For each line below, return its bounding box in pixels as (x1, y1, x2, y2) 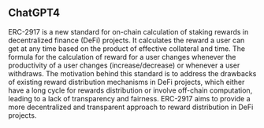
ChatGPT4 (8, 6, 61, 20)
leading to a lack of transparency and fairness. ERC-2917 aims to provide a (8, 93, 251, 103)
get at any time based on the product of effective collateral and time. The (8, 43, 246, 53)
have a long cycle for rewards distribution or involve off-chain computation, (8, 86, 253, 95)
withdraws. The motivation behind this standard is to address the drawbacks (8, 68, 257, 78)
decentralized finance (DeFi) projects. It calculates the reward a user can (8, 35, 245, 45)
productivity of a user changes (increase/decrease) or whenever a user (8, 60, 240, 70)
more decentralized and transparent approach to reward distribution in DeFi (8, 102, 254, 112)
